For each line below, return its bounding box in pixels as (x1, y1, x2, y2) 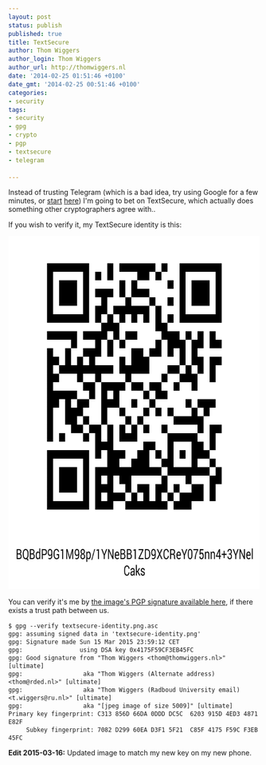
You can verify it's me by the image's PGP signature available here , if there (8, 597, 253, 607)
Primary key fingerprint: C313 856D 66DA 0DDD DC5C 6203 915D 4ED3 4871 (8, 710, 259, 719)
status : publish (8, 21, 62, 30)
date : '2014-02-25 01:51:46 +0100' (8, 72, 127, 80)
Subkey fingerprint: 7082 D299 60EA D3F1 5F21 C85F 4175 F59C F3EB (25, 726, 259, 735)
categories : (8, 89, 48, 97)
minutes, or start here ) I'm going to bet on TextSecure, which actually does (8, 196, 254, 205)
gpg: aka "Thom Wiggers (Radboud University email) (8, 686, 241, 695)
